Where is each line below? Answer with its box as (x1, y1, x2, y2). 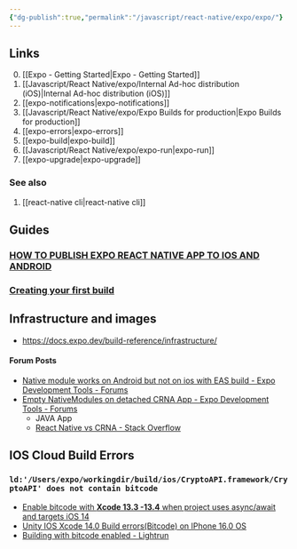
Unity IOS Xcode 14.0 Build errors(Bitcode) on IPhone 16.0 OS (21, 521, 246, 531)
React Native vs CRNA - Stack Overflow (35, 422, 182, 433)
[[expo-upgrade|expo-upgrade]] (21, 155, 141, 165)
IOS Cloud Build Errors (9, 448, 135, 463)
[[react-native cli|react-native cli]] (21, 196, 146, 207)
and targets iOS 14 (21, 511, 90, 521)
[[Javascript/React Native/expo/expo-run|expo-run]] (21, 145, 215, 155)
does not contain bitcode (45, 483, 158, 494)
